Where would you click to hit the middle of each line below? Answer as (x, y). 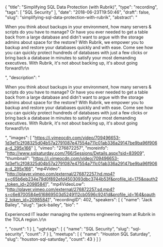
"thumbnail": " (19, 158)
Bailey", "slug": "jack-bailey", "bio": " (42, 205)
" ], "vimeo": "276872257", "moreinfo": (70, 148)
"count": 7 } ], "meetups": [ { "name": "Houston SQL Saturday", (88, 234)
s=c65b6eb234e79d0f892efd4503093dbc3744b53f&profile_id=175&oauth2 (81, 179)
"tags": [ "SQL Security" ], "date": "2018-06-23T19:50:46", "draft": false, (78, 12)
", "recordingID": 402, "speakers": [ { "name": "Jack (101, 200)
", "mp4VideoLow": (66, 184)
